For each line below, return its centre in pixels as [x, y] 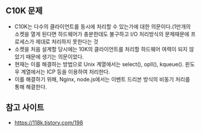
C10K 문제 [24, 11]
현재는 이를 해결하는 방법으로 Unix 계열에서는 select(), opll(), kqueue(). [99, 64]
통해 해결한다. [31, 87]
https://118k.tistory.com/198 [49, 122]
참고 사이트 [25, 108]
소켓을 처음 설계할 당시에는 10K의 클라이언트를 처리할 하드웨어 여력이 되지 [101, 49]
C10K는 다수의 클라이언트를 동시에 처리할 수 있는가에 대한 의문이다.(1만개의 [103, 27]
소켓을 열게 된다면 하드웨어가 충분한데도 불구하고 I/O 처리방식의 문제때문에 [102, 34]
